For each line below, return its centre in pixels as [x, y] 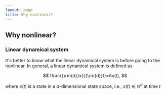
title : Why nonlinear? [29, 15]
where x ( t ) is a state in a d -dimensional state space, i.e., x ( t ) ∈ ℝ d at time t [83, 86]
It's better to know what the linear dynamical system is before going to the [83, 61]
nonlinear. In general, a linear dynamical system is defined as [69, 66]
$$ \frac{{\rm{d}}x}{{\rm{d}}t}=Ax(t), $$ [85, 76]
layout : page [19, 10]
